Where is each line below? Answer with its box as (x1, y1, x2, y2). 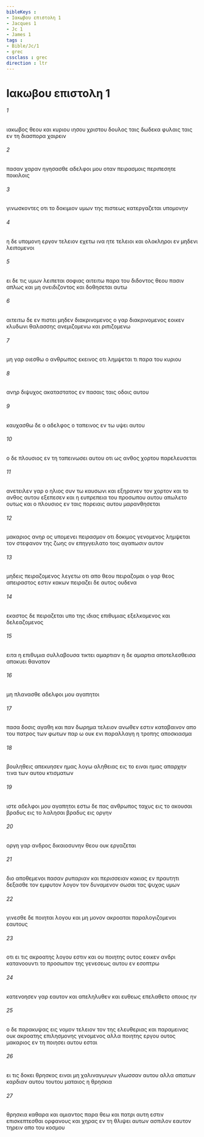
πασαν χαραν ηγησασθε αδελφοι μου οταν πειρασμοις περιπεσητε (6, 165, 177, 173)
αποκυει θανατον (6, 658, 51, 665)
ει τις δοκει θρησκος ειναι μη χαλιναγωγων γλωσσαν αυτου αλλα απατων (6, 1071, 196, 1078)
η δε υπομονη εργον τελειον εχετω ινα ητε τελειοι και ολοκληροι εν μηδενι (6, 238, 198, 245)
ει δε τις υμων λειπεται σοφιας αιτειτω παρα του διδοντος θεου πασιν (6, 277, 185, 284)
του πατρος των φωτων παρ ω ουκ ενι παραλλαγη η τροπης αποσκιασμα (6, 730, 192, 738)
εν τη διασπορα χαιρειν (6, 132, 66, 139)
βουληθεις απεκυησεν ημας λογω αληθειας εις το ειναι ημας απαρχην (6, 763, 187, 770)
